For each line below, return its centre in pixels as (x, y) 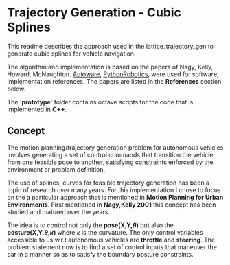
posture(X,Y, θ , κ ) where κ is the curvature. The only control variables (105, 232)
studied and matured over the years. (58, 211)
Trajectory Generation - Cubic (94, 13)
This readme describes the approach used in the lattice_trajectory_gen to (111, 46)
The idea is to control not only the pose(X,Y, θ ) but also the (90, 225)
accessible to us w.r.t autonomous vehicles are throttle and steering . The (111, 240)
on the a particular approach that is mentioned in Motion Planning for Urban (115, 197)
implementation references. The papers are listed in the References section (114, 81)
